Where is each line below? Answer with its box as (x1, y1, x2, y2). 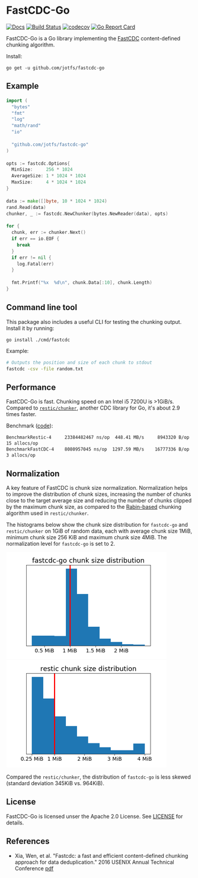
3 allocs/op (6, 452, 36, 458)
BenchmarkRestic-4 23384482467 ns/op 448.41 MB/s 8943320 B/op (6, 435, 190, 440)
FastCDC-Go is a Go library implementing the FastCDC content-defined (6, 35, 181, 42)
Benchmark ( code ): (6, 422, 53, 429)
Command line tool (6, 302, 78, 313)
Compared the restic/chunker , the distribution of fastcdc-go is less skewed (6, 773, 191, 780)
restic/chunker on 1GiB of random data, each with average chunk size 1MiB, (6, 527, 193, 535)
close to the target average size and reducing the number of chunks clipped (6, 497, 192, 504)
